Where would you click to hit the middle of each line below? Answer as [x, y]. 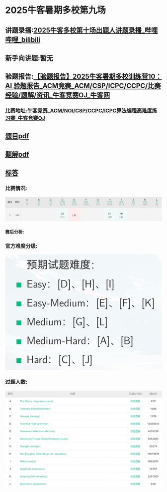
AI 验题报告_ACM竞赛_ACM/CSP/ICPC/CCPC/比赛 [83, 86]
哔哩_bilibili [23, 40]
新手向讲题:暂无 [29, 58]
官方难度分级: [21, 246]
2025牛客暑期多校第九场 [55, 10]
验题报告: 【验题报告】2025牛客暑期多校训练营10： [83, 77]
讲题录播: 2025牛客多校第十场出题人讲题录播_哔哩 [82, 30]
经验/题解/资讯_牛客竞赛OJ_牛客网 [58, 95]
